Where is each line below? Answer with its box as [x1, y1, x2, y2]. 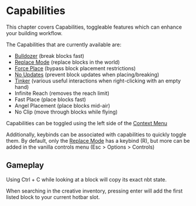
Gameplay [6, 160, 44, 170]
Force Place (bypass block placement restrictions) [14, 64, 136, 71]
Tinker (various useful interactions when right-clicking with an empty [14, 77, 181, 84]
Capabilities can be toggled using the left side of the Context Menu [6, 119, 168, 126]
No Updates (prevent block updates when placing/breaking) [14, 71, 160, 78]
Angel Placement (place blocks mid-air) [14, 102, 111, 109]
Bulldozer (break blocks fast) [14, 52, 85, 59]
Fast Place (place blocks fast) [14, 95, 87, 103]
